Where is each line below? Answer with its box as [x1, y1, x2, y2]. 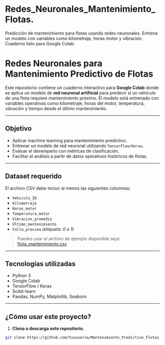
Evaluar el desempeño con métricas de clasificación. [12, 148, 119, 154]
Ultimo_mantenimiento [12, 221, 56, 227]
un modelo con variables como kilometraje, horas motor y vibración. [5, 35, 143, 41]
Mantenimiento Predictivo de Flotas [5, 68, 154, 80]
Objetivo [5, 125, 32, 133]
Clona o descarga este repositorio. [12, 326, 84, 332]
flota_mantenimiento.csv [17, 241, 67, 247]
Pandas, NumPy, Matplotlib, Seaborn [12, 294, 87, 300]
